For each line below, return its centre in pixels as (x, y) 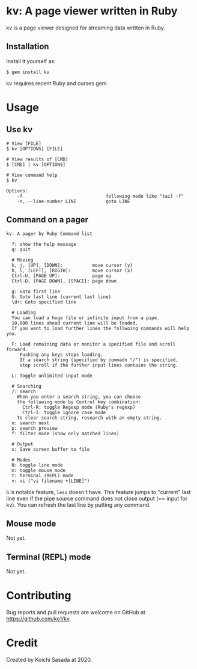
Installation (28, 47)
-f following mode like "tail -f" (101, 196)
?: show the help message (44, 244)
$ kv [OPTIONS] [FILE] (35, 148)
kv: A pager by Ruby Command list (50, 234)
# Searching (27, 386)
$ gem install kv (28, 72)
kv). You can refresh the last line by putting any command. (79, 505)
